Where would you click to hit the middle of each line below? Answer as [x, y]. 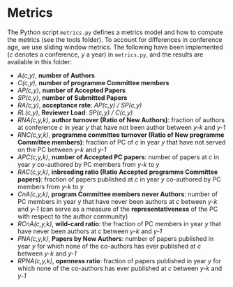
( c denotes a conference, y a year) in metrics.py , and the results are [105, 54]
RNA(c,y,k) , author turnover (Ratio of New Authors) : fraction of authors [121, 119]
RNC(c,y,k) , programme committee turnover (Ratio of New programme [121, 135]
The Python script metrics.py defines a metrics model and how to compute [115, 32]
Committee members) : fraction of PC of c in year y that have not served [121, 142]
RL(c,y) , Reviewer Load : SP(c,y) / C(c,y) [75, 112]
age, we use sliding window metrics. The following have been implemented [115, 47]
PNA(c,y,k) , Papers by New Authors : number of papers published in [115, 238]
